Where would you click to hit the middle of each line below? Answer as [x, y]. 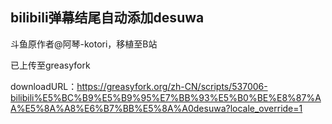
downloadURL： [44, 86]
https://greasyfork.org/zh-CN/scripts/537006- [172, 86]
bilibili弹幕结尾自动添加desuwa [107, 18]
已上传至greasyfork [50, 65]
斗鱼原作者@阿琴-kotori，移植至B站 [84, 44]
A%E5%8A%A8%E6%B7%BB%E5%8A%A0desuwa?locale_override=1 [156, 108]
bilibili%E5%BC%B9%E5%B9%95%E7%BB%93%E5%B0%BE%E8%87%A [166, 97]
